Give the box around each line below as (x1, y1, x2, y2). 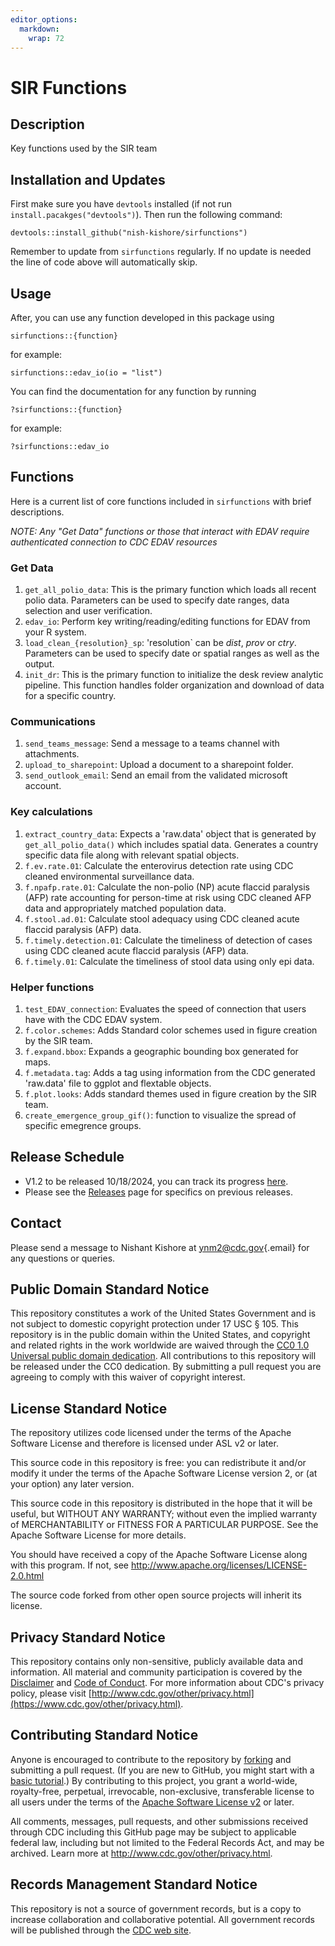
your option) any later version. (10, 1478, 135, 1490)
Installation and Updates (10, 171, 166, 188)
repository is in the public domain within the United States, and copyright (10, 1329, 311, 1341)
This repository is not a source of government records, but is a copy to (10, 1902, 302, 1915)
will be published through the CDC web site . (10, 1924, 192, 1936)
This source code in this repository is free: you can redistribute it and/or (10, 1457, 307, 1469)
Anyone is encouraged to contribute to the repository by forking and (10, 1753, 292, 1765)
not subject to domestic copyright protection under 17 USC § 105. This (10, 1318, 299, 1330)
